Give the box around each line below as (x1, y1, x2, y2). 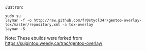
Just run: (5, 4, 24, 10)
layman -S (5, 26, 26, 31)
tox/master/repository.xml (5, 22, 60, 27)
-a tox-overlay (62, 22, 93, 27)
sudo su (5, 14, 21, 19)
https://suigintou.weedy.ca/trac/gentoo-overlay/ (5, 40, 103, 46)
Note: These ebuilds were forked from (5, 35, 83, 41)
